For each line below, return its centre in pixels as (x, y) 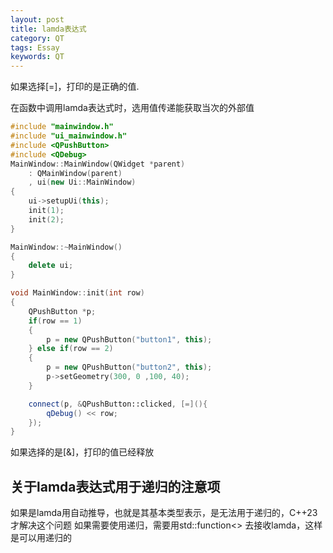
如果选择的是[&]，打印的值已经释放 (82, 452)
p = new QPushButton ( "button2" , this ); (129, 367)
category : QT (37, 38)
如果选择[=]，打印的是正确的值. (75, 87)
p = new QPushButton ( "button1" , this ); (129, 339)
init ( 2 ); (46, 219)
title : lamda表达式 (48, 29)
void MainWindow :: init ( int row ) (77, 293)
